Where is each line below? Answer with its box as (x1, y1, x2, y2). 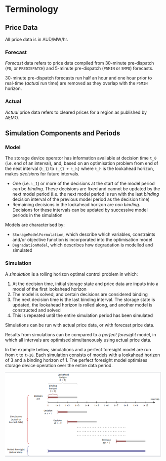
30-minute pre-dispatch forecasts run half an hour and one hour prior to (5, 75, 152, 81)
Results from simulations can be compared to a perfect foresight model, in (5, 331, 157, 337)
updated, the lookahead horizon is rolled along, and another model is (12, 302, 153, 307)
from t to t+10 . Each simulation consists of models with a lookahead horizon (5, 352, 160, 358)
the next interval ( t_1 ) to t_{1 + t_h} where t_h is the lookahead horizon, (5, 165, 154, 172)
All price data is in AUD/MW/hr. (5, 36, 68, 42)
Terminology (5, 3, 58, 15)
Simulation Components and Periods (5, 129, 121, 137)
